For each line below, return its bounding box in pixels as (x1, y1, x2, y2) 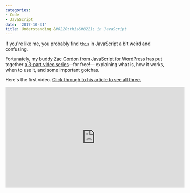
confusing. (5, 46, 28, 52)
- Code (5, 12, 19, 17)
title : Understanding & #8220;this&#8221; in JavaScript (5, 27, 127, 32)
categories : (5, 7, 31, 13)
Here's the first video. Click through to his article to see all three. (5, 77, 141, 83)
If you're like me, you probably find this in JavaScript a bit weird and (5, 40, 151, 47)
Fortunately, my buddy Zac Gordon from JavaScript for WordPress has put (5, 56, 162, 62)
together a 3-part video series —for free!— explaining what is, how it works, (5, 61, 165, 68)
